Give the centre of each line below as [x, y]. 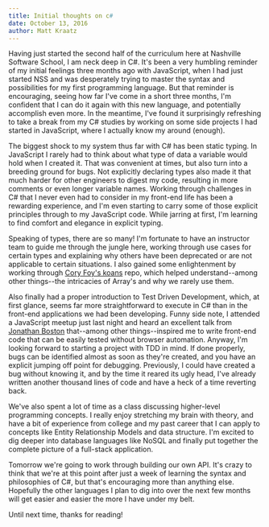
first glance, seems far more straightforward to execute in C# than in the [128, 306]
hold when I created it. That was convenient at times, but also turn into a [128, 163]
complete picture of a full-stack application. [81, 449]
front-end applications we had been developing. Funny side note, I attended [134, 314]
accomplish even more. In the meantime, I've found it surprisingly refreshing [135, 113]
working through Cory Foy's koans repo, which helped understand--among [133, 273]
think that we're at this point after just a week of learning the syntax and [128, 473]
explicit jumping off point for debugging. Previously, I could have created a [132, 365]
